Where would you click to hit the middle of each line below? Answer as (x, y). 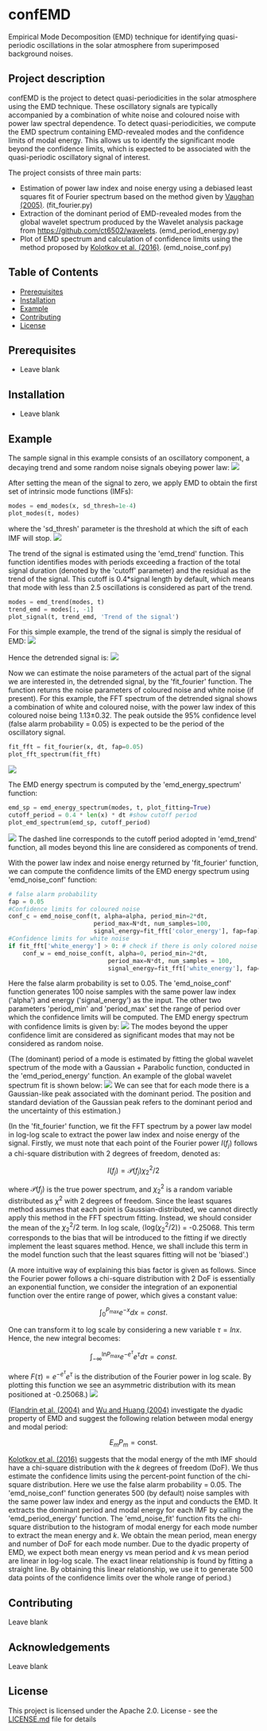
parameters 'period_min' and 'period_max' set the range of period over (124, 1008)
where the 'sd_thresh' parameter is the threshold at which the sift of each (128, 528)
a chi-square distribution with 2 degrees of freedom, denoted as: (114, 1153)
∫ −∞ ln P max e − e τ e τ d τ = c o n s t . (133, 1356)
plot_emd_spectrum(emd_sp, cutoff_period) (79, 822)
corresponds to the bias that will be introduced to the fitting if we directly (128, 1238)
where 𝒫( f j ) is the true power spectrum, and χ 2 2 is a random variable (120, 1189)
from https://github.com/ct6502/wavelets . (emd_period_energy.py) (130, 230)
